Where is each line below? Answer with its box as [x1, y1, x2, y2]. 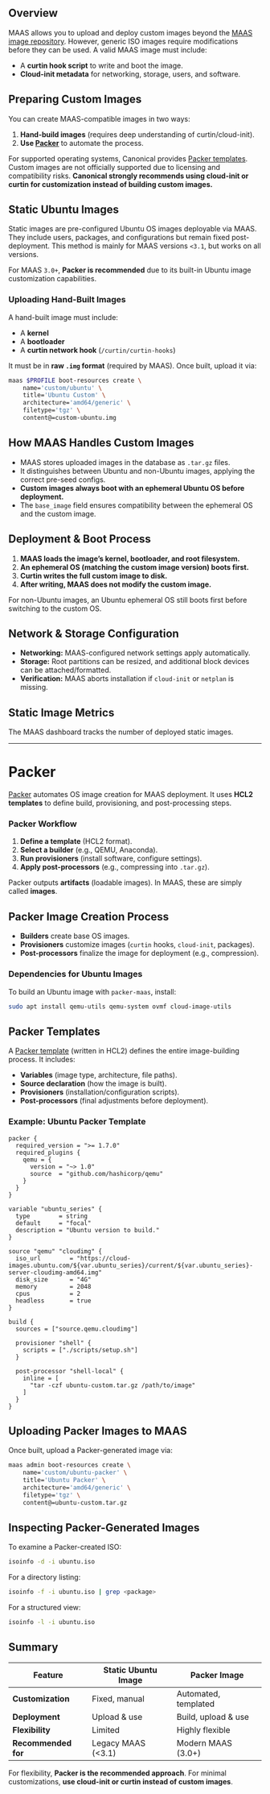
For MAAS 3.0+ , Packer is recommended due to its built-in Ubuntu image [8, 265, 252, 275]
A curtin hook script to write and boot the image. [19, 60, 183, 70]
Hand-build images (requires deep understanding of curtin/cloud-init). [19, 129, 255, 139]
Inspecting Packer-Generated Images [8, 1521, 200, 1534]
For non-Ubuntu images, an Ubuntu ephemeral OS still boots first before [8, 595, 247, 604]
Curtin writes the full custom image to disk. [19, 571, 168, 580]
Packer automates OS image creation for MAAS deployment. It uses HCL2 [8, 790, 253, 799]
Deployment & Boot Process [8, 532, 151, 546]
